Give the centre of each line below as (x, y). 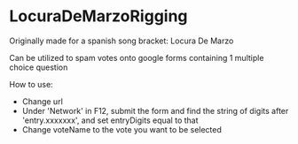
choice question (39, 67)
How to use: (31, 84)
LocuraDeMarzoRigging (98, 16)
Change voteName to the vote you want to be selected (122, 129)
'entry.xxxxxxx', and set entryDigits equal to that (110, 120)
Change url (43, 101)
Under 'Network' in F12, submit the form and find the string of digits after (155, 110)
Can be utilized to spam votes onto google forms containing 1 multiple (137, 57)
